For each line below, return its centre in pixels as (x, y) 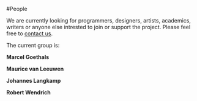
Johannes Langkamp (34, 81)
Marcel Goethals (28, 57)
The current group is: (33, 45)
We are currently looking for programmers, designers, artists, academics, (99, 20)
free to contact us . (30, 33)
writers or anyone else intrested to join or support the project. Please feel (98, 27)
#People (17, 9)
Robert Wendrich (28, 92)
